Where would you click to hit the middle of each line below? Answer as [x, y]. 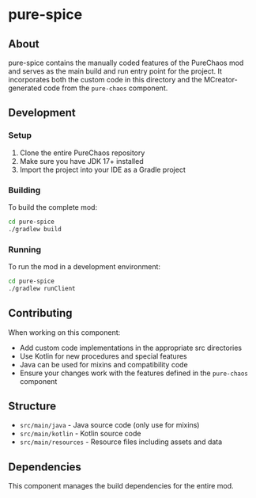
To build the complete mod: [53, 207]
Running [25, 249]
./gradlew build [35, 229]
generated [25, 88]
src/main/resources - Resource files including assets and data [121, 442]
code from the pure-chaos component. [105, 88]
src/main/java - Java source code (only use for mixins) [109, 425]
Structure [32, 406]
